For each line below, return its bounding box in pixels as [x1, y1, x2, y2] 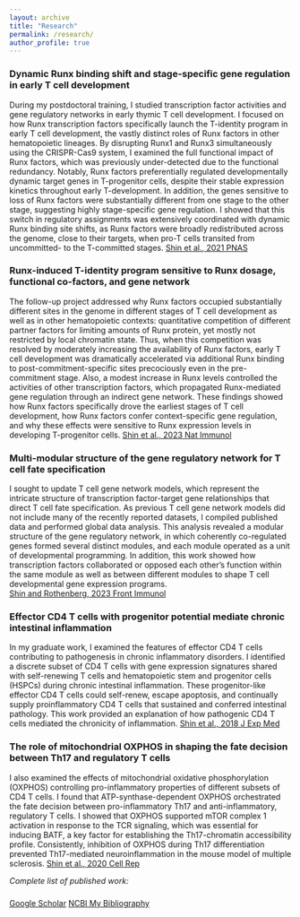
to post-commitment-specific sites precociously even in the [9, 362, 230, 373]
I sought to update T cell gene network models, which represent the [9, 483, 260, 494]
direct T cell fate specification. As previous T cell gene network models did [9, 503, 286, 514]
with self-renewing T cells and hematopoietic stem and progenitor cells [9, 670, 272, 681]
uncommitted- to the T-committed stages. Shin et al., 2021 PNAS [9, 242, 248, 253]
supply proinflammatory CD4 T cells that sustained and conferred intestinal [9, 699, 287, 710]
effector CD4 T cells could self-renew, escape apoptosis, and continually [9, 689, 279, 700]
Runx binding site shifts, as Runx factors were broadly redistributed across [9, 223, 284, 234]
